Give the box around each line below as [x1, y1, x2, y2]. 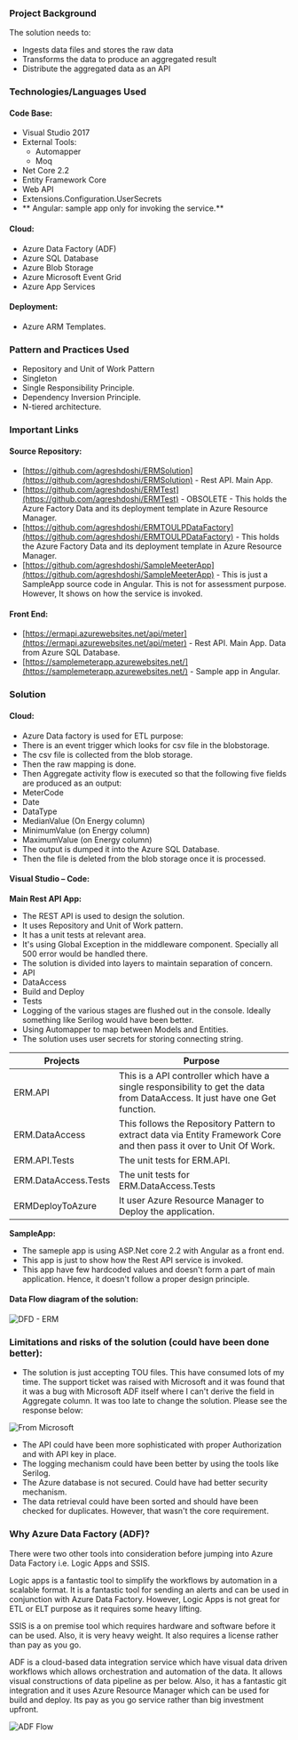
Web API [21, 184, 54, 195]
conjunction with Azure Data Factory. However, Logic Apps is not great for [9, 1593, 281, 1604]
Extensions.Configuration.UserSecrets [21, 194, 162, 205]
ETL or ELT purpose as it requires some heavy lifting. [9, 1603, 202, 1614]
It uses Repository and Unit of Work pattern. [21, 920, 184, 930]
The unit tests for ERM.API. [118, 1154, 231, 1166]
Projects [43, 1054, 80, 1067]
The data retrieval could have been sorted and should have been [21, 1496, 259, 1507]
